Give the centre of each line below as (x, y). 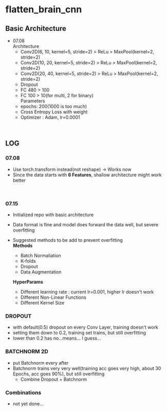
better (19, 180)
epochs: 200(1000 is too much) (54, 106)
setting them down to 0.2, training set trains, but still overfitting (79, 333)
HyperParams (28, 282)
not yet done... (28, 404)
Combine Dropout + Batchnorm (54, 379)
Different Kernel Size (42, 302)
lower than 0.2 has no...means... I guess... (57, 338)
